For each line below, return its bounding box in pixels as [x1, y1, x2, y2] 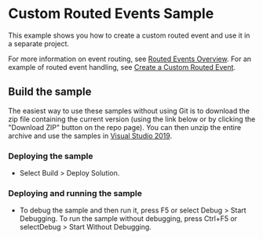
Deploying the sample [8, 150, 93, 161]
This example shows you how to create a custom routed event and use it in [8, 31, 250, 40]
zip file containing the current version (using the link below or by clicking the [8, 114, 256, 124]
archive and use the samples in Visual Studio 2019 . [8, 131, 173, 140]
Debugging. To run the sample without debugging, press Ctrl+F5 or [19, 214, 238, 223]
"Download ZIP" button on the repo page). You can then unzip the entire [8, 122, 242, 132]
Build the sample [8, 85, 92, 99]
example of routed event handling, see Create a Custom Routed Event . [8, 62, 236, 71]
